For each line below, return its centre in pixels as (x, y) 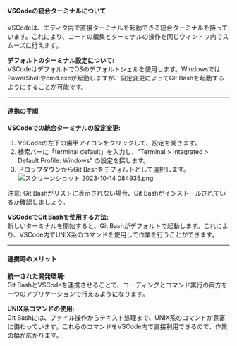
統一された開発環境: (36, 276)
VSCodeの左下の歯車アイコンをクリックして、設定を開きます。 (109, 143)
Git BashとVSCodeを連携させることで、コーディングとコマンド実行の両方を (117, 285)
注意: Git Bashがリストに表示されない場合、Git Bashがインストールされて (114, 193)
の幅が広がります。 (35, 335)
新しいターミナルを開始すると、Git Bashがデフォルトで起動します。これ (112, 226)
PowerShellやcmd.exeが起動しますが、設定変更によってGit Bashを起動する (116, 78)
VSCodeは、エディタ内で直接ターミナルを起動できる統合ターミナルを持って (118, 28)
